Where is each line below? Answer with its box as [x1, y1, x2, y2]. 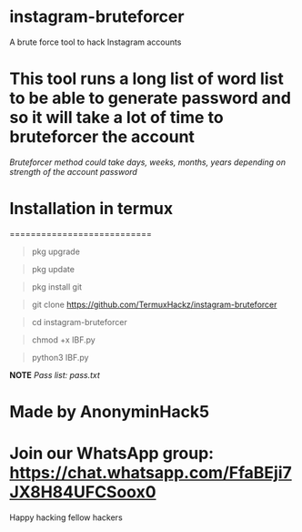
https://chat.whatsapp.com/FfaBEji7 [9, 463, 293, 484]
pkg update [31, 263, 75, 274]
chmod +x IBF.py [31, 334, 96, 345]
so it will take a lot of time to [9, 107, 225, 128]
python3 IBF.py [31, 352, 89, 363]
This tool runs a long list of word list [9, 68, 284, 89]
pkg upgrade [31, 246, 80, 257]
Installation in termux [9, 199, 174, 220]
